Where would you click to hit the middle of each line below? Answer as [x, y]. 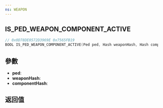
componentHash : [30, 83]
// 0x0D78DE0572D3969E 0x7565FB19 [40, 40]
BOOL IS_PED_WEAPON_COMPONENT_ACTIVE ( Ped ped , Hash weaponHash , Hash [77, 45]
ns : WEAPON [16, 9]
